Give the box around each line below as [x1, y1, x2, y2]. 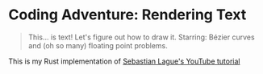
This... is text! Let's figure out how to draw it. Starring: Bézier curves [27, 32, 256, 42]
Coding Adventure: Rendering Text [8, 6, 247, 24]
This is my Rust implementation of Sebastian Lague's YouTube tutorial [8, 56, 240, 66]
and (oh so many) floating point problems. [27, 40, 168, 50]
